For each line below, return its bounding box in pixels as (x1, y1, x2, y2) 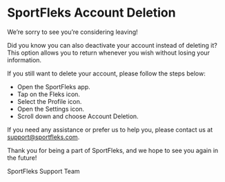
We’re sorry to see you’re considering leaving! (7, 28, 138, 36)
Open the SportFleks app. (17, 82, 91, 91)
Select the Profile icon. (17, 97, 82, 105)
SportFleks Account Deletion (7, 5, 176, 21)
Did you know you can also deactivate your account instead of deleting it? (7, 41, 217, 49)
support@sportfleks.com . (7, 133, 80, 141)
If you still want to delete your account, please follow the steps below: (7, 69, 206, 78)
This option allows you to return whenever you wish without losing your (7, 48, 211, 57)
